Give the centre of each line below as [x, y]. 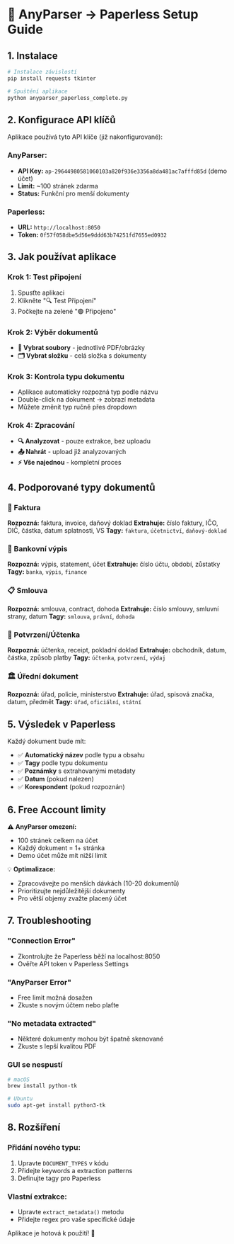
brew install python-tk [42, 1086]
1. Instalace [33, 56]
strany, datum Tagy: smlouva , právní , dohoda [71, 616]
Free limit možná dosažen [55, 997]
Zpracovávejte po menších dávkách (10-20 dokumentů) [98, 883]
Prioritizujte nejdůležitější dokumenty [71, 890]
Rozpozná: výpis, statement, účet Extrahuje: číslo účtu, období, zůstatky [114, 564]
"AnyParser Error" [40, 982]
